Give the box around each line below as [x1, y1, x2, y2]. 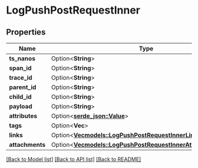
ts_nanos [9, 54, 35, 62]
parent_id [9, 83, 37, 91]
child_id [9, 93, 32, 101]
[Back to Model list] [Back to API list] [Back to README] [6, 156, 141, 163]
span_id [9, 64, 32, 72]
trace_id [9, 74, 32, 81]
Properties [6, 27, 46, 37]
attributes [9, 112, 37, 120]
